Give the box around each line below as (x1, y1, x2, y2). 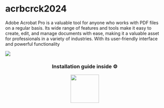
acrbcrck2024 (5, 3, 67, 15)
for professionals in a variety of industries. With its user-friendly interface (5, 36, 158, 42)
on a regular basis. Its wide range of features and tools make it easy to (5, 25, 152, 31)
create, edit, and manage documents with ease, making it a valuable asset (5, 30, 159, 36)
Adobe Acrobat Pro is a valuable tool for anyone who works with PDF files (5, 20, 159, 26)
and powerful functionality (5, 41, 60, 47)
